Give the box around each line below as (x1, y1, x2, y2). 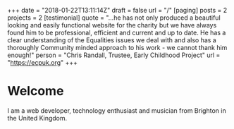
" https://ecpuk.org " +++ (7, 59, 78, 66)
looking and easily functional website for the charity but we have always (7, 21, 217, 29)
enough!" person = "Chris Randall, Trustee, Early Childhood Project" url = (7, 51, 221, 59)
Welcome (7, 83, 64, 99)
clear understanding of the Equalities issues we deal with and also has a (7, 36, 216, 44)
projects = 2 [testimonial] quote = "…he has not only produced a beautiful (7, 13, 221, 22)
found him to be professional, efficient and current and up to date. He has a (7, 28, 226, 37)
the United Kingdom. (7, 113, 68, 122)
